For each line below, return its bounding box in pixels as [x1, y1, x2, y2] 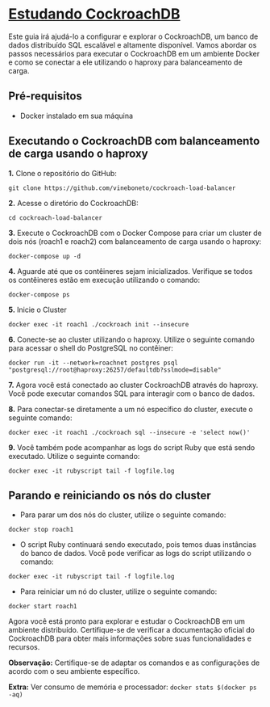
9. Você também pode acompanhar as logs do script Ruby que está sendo [8, 442, 255, 452]
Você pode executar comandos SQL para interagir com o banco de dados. [8, 389, 255, 398]
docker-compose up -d [8, 252, 81, 260]
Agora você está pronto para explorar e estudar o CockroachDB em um [8, 617, 246, 626]
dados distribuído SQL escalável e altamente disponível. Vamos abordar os [8, 40, 257, 49]
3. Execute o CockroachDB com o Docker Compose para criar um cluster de [8, 228, 262, 238]
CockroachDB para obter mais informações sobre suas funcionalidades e [8, 633, 252, 643]
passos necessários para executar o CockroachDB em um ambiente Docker [8, 48, 260, 58]
